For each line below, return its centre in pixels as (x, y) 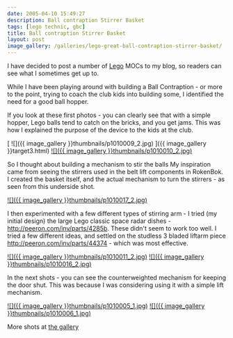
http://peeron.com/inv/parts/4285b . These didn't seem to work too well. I (112, 228)
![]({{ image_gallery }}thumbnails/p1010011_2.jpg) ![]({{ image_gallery (106, 256)
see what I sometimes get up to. (53, 73)
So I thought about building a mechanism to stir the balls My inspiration (109, 164)
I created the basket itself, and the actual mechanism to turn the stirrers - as (116, 179)
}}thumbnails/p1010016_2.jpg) (49, 264)
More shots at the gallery (43, 327)
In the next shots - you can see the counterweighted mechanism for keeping (117, 277)
